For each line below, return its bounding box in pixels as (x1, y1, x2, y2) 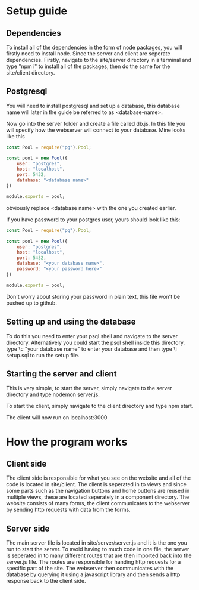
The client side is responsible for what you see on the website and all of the (6, 474, 191, 481)
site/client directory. (6, 69, 55, 76)
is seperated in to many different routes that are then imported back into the (6, 552, 192, 559)
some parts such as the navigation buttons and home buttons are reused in (6, 487, 190, 495)
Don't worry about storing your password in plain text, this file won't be (6, 293, 181, 300)
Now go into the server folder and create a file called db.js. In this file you (6, 120, 186, 127)
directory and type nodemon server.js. (6, 391, 100, 398)
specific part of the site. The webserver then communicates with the (6, 565, 174, 572)
